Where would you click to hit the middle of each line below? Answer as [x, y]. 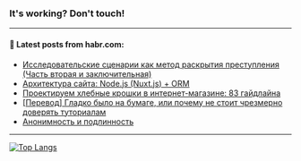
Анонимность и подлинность [78, 121]
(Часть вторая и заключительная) [87, 73]
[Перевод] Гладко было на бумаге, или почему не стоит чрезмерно [152, 102]
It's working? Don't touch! [67, 13]
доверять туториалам [64, 112]
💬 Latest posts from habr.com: [67, 44]
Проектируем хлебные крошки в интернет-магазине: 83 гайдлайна [151, 93]
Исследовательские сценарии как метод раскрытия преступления [151, 64]
